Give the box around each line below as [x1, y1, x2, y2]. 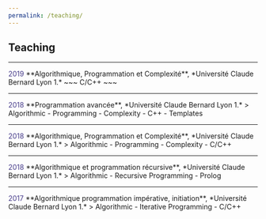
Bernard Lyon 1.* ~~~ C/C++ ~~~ [8, 77, 117, 87]
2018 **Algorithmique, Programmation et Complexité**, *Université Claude [8, 131, 254, 141]
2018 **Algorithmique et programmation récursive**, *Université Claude [8, 163, 245, 172]
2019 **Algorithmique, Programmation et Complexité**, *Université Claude [8, 69, 254, 79]
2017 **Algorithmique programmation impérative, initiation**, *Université [8, 194, 247, 203]
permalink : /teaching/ [8, 11, 83, 20]
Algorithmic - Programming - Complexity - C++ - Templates [8, 108, 203, 119]
